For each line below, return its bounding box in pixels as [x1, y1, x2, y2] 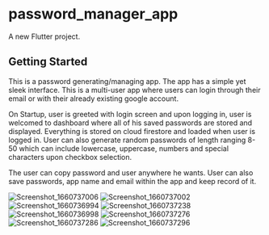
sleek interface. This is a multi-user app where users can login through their [8, 85, 261, 94]
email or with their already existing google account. [8, 94, 179, 103]
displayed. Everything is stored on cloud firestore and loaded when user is [8, 126, 256, 136]
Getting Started [8, 55, 88, 69]
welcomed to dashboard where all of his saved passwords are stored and [8, 118, 253, 128]
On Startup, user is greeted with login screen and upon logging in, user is [8, 109, 252, 119]
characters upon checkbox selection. [8, 152, 132, 162]
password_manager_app [8, 5, 179, 23]
